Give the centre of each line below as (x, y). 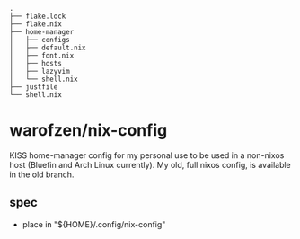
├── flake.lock (38, 16)
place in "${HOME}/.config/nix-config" (94, 224)
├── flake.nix (36, 24)
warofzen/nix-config (88, 131)
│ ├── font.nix (42, 56)
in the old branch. (42, 174)
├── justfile (34, 87)
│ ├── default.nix (48, 48)
